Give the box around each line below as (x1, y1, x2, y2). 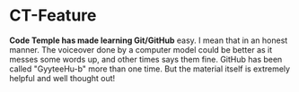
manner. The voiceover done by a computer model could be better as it (9, 44, 273, 54)
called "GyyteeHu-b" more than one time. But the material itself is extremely (9, 63, 290, 74)
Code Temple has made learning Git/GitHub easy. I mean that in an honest (9, 35, 288, 46)
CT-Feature (9, 5, 97, 26)
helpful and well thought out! (9, 72, 116, 83)
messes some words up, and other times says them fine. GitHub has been (9, 54, 283, 64)
